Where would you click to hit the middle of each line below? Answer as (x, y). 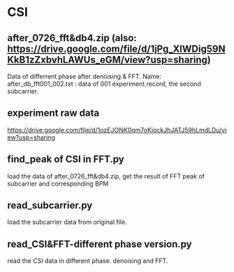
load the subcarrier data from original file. (67, 222)
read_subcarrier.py (50, 205)
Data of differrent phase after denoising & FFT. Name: (85, 76)
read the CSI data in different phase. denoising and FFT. (88, 261)
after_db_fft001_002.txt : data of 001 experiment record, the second (104, 84)
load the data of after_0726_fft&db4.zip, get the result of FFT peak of (106, 176)
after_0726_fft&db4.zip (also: (72, 38)
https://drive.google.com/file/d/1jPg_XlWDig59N (116, 48)
